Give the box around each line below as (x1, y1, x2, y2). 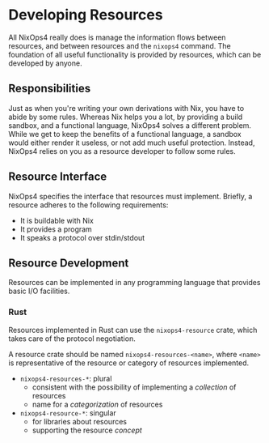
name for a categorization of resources (32, 399, 163, 409)
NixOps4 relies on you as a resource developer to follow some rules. (8, 146, 236, 155)
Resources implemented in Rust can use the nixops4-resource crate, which (8, 325, 258, 334)
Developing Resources (8, 6, 163, 24)
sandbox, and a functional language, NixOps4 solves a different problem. (8, 120, 252, 130)
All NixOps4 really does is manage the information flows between (8, 32, 226, 42)
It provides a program (19, 224, 93, 234)
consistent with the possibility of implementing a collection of (32, 382, 237, 392)
